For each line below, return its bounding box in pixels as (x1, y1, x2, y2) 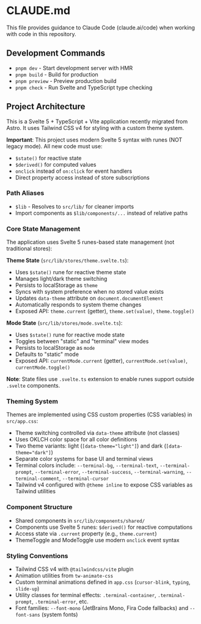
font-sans (15, 612, 41, 619)
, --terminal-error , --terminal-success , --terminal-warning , (31, 468, 185, 476)
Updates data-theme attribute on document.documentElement (15, 294, 164, 302)
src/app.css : (6, 418, 38, 425)
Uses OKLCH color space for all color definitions (15, 436, 137, 443)
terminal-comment (15, 476, 60, 482)
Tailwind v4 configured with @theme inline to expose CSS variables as (15, 481, 193, 488)
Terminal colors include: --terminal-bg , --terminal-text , (15, 462, 159, 469)
